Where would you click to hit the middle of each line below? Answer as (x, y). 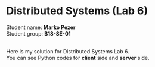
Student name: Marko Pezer (41, 27)
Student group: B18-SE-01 (38, 33)
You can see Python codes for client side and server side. (78, 58)
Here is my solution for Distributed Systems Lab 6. (68, 51)
